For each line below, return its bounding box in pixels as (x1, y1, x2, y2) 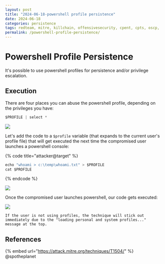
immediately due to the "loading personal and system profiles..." (5, 217, 147, 223)
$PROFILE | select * (5, 115, 48, 119)
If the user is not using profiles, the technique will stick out (5, 213, 144, 218)
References (5, 235, 41, 243)
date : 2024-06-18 (5, 16, 41, 21)
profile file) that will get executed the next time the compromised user (5, 138, 147, 144)
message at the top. (5, 222, 48, 227)
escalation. (5, 72, 28, 79)
